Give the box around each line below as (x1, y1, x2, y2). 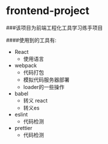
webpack (14, 61, 37, 68)
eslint (14, 111, 28, 118)
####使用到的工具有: (6, 36, 57, 43)
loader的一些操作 (23, 83, 65, 90)
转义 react (23, 97, 48, 104)
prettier (14, 124, 33, 131)
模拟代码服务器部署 (23, 76, 70, 83)
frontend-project (6, 4, 89, 18)
